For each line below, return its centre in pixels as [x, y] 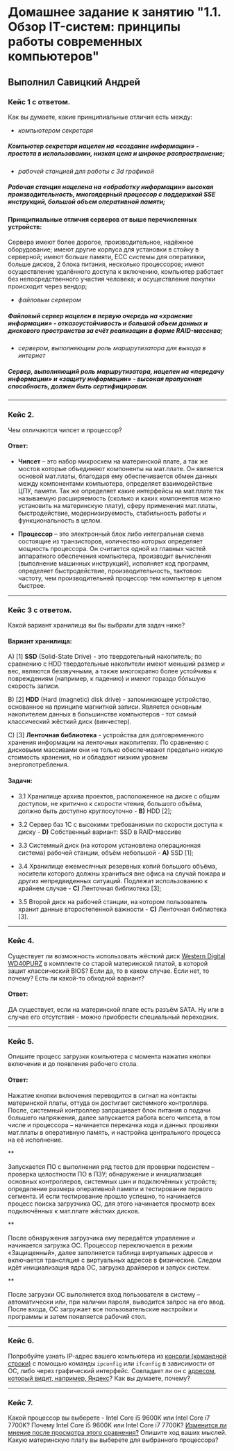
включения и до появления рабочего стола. [73, 1064]
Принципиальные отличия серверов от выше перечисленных [102, 219]
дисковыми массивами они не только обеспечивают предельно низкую [115, 750]
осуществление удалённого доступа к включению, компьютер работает [116, 272]
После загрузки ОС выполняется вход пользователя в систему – [104, 1294]
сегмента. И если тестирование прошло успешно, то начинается [105, 1196]
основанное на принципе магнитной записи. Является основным [105, 707]
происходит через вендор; [48, 286]
